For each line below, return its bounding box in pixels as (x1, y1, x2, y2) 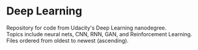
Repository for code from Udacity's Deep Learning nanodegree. (6, 24, 167, 31)
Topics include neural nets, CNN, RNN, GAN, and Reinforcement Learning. (6, 30, 193, 37)
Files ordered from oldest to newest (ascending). (6, 37, 129, 44)
